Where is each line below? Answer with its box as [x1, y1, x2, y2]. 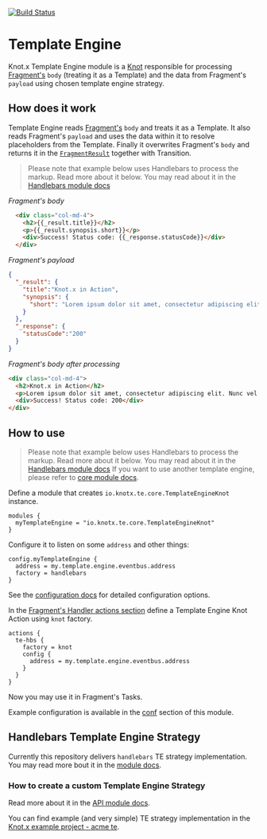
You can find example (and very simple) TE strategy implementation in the [8, 814, 250, 823]
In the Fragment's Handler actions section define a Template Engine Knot [8, 605, 248, 615]
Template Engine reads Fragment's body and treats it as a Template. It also [8, 123, 251, 132]
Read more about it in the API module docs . [8, 798, 151, 808]
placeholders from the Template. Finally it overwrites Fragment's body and [8, 139, 250, 149]
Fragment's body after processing [8, 359, 121, 369]
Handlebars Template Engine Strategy [8, 731, 201, 744]
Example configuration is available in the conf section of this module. [8, 707, 234, 716]
